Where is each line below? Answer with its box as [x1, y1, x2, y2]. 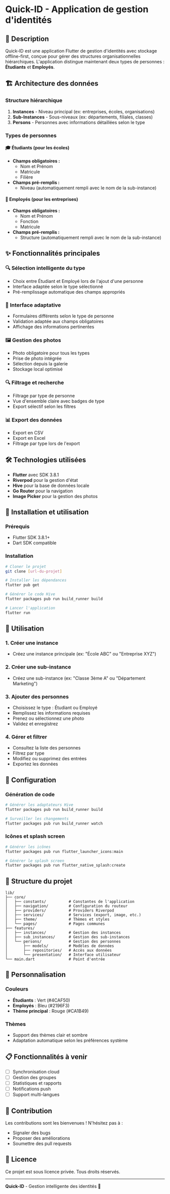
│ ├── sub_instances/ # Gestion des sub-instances [5, 935, 130, 940]
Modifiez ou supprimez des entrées [12, 756, 87, 762]
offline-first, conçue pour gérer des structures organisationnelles [5, 53, 141, 59]
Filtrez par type [12, 750, 45, 756]
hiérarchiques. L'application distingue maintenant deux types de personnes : [5, 59, 165, 64]
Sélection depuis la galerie [12, 361, 68, 367]
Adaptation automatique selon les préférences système [12, 1038, 128, 1044]
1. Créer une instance [5, 639, 59, 646]
